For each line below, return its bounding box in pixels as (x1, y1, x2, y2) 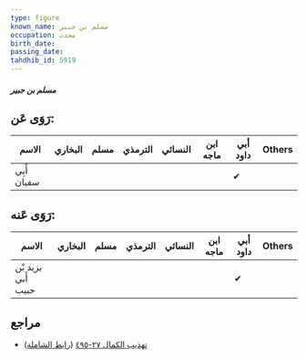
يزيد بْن (15, 261, 43, 274)
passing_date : (10, 48, 65, 57)
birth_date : (10, 38, 56, 48)
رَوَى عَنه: (10, 206, 56, 222)
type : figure (10, 13, 60, 23)
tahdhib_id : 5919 (10, 56, 77, 65)
